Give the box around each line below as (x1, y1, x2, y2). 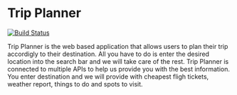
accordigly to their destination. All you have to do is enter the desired (7, 50, 210, 58)
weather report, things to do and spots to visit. (7, 79, 144, 88)
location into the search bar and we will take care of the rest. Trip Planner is (7, 57, 229, 65)
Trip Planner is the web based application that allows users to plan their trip (7, 42, 228, 50)
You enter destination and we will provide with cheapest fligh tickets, (7, 72, 209, 81)
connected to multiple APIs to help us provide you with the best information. (7, 65, 230, 73)
